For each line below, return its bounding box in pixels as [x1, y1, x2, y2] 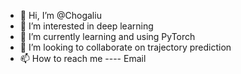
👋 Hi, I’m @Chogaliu [19, 10, 102, 21]
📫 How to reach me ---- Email [19, 53, 147, 64]
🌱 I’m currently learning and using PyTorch [19, 31, 196, 42]
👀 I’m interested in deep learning [19, 20, 154, 32]
